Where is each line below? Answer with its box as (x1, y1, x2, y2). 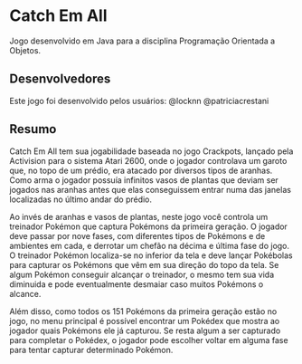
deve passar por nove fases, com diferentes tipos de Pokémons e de (9, 230, 266, 241)
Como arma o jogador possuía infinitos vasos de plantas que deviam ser (9, 174, 278, 186)
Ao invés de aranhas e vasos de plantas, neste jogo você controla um (9, 211, 269, 222)
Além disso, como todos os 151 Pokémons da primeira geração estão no (9, 305, 278, 317)
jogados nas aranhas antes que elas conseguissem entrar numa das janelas (9, 184, 292, 195)
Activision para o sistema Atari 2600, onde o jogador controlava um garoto (9, 155, 288, 166)
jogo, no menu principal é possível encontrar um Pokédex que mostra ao (9, 315, 280, 326)
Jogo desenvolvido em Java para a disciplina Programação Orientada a (9, 35, 276, 46)
